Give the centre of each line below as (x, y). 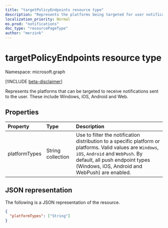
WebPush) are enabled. (103, 172)
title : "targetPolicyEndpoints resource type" (54, 10)
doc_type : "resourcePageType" (37, 29)
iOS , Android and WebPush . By (109, 153)
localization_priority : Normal (38, 19)
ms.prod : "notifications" (32, 24)
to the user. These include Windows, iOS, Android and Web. (67, 96)
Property (18, 126)
